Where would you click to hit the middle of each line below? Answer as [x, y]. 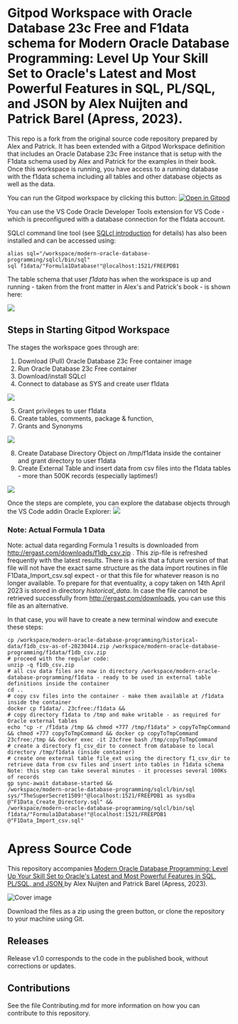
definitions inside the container [59, 684]
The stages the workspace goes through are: [74, 347]
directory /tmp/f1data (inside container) [71, 752]
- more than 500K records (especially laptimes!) [88, 475]
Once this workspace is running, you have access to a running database [113, 169]
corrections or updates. [42, 966]
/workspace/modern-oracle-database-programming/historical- [108, 640]
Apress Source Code [70, 849]
